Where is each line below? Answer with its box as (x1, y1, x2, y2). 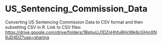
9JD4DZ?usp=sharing (5, 34, 50, 40)
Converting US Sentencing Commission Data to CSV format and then (5, 19, 144, 25)
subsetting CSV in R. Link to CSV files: (5, 24, 82, 30)
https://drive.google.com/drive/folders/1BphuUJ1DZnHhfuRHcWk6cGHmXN (5, 29, 157, 35)
